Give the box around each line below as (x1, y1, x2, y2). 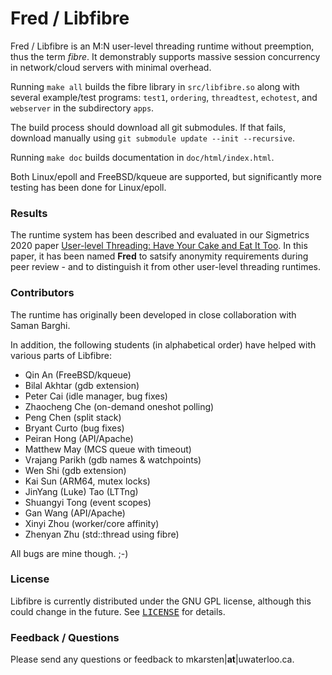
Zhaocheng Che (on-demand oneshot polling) (24, 400, 215, 412)
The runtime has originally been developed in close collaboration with (10, 308, 297, 321)
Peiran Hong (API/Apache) (24, 432, 134, 444)
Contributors (10, 286, 75, 300)
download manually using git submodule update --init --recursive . (10, 132, 296, 144)
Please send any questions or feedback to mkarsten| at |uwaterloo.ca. (10, 653, 295, 666)
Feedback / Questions (10, 630, 120, 644)
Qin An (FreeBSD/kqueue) (24, 368, 132, 381)
